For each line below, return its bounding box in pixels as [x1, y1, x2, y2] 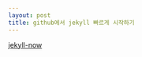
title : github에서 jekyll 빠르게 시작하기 [8, 19, 135, 27]
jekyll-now [8, 40, 43, 49]
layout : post [8, 11, 51, 20]
